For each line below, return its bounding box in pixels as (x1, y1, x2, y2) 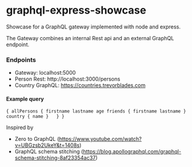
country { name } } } (6, 114, 65, 120)
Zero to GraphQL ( (14, 136, 60, 143)
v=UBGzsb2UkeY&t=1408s (14, 142, 80, 149)
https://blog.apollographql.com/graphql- (83, 148, 181, 155)
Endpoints (6, 56, 37, 64)
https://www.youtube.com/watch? (58, 136, 142, 143)
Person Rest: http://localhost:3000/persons (14, 75, 121, 83)
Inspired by (6, 124, 34, 131)
